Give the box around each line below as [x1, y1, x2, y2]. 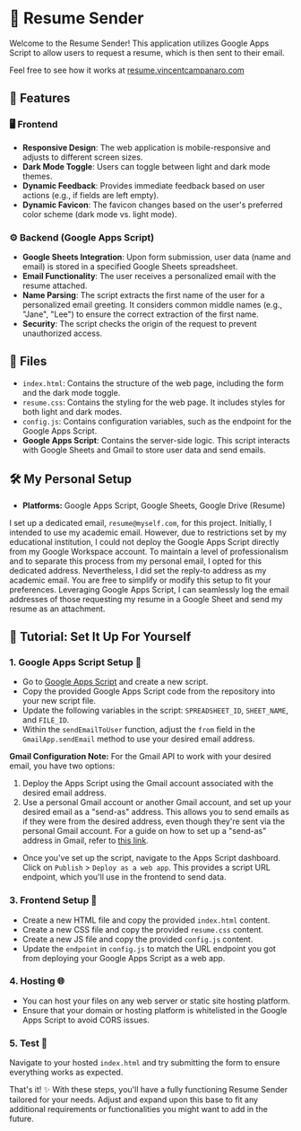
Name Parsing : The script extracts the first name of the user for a [21, 289, 265, 300]
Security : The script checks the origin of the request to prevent [21, 318, 257, 329]
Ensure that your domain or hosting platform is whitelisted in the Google [21, 1004, 288, 1015]
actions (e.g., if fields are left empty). [21, 189, 159, 200]
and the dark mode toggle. [21, 387, 121, 398]
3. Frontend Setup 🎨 [9, 894, 98, 907]
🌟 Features [9, 91, 71, 106]
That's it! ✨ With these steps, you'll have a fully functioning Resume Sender [9, 1084, 288, 1095]
